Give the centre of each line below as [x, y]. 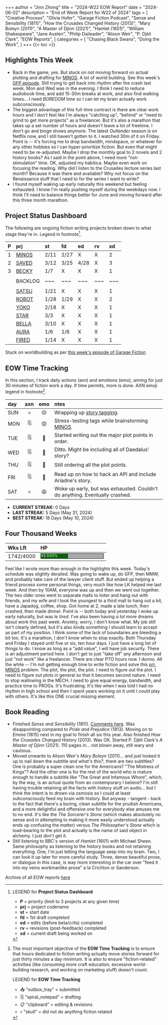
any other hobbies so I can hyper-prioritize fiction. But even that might [85, 147]
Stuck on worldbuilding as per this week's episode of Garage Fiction [75, 352]
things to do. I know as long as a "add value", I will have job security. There [82, 648]
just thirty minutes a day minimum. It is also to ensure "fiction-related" [84, 959]
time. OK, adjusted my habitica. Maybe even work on [93, 163]
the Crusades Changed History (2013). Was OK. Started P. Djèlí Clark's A [87, 740]
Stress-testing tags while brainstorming [101, 420]
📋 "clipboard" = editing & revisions [56, 1004]
